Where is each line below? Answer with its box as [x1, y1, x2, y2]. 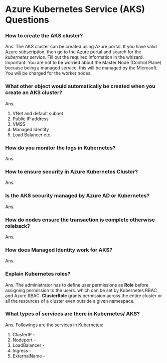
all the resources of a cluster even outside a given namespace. [5, 298, 135, 304]
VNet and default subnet [12, 110, 64, 116]
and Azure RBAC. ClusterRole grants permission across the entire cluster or [5, 293, 162, 299]
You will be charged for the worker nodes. [5, 70, 92, 76]
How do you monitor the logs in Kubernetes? [5, 144, 116, 151]
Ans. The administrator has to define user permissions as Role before [5, 282, 149, 288]
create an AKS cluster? [5, 89, 63, 96]
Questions [5, 14, 49, 26]
